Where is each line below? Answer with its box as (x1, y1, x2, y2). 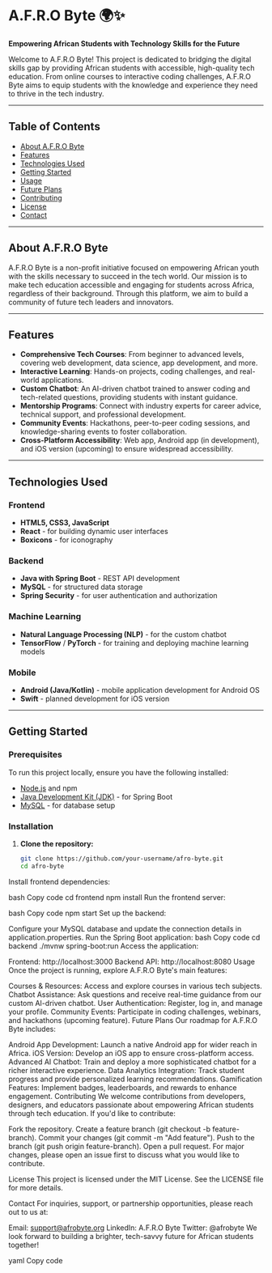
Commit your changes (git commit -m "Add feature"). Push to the (38, 1132, 255, 1142)
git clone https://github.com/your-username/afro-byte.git (19, 855, 224, 863)
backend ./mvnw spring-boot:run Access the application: (8, 940, 199, 951)
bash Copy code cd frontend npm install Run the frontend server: (8, 892, 226, 902)
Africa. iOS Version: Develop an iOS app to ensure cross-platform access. (8, 1048, 254, 1058)
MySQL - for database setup (19, 800, 116, 810)
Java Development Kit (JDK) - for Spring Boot (19, 791, 172, 801)
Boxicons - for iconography (19, 535, 113, 545)
